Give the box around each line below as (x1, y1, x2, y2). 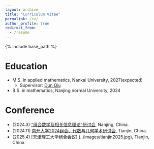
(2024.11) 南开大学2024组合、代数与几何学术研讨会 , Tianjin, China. (12, 127, 147, 133)
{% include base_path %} (5, 44, 57, 49)
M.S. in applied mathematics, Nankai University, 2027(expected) (12, 77, 143, 83)
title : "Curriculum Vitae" (5, 12, 61, 17)
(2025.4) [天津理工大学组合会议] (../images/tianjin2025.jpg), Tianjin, (12, 134, 150, 140)
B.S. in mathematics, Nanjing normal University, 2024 (12, 87, 121, 93)
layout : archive (5, 7, 38, 12)
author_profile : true (5, 21, 50, 26)
